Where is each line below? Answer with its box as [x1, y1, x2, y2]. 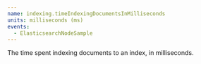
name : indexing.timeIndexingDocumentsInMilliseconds [7, 10, 166, 17]
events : [7, 23, 30, 30]
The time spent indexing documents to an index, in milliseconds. [7, 49, 194, 57]
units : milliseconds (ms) [7, 17, 83, 24]
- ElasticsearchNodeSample [13, 29, 93, 37]
